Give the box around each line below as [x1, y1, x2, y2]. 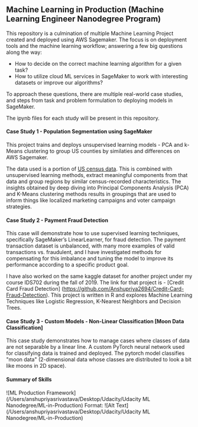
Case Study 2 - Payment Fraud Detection [6, 216, 108, 224]
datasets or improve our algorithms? [14, 79, 103, 86]
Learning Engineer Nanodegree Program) [6, 14, 161, 24]
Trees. [6, 304, 22, 312]
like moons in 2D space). [6, 362, 67, 370]
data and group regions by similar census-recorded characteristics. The [6, 178, 181, 185]
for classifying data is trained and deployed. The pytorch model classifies [6, 349, 185, 357]
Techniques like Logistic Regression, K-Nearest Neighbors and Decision [6, 298, 181, 305]
